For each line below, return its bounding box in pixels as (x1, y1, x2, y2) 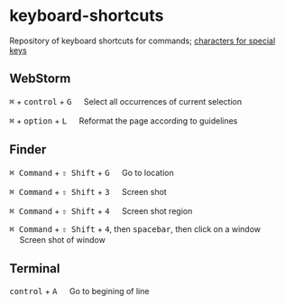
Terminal (9, 261, 60, 276)
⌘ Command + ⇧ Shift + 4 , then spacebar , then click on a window (9, 223, 262, 235)
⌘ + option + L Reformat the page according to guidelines (9, 115, 238, 126)
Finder (9, 142, 47, 158)
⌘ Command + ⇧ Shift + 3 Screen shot (9, 186, 167, 197)
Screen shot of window (19, 234, 106, 245)
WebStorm (9, 71, 71, 87)
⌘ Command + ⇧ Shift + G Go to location (9, 167, 174, 178)
